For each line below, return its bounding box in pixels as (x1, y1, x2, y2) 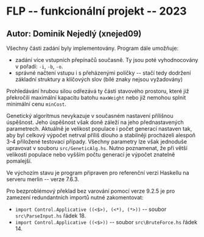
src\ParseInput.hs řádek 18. (15, 212, 86, 219)
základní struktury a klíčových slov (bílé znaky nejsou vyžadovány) (15, 76, 183, 83)
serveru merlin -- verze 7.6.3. (6, 176, 79, 183)
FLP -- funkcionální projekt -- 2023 (6, 4, 187, 18)
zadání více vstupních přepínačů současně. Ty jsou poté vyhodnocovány (15, 57, 199, 63)
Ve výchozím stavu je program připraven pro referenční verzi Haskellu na (6, 169, 189, 176)
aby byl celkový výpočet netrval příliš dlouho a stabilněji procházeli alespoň (6, 132, 196, 139)
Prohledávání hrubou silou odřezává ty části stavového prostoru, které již (6, 88, 189, 95)
